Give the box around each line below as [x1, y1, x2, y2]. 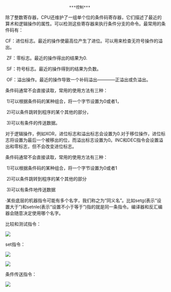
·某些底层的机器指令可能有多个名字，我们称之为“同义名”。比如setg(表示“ [5, 197, 157, 203]
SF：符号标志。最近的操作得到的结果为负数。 [6, 66, 102, 72]
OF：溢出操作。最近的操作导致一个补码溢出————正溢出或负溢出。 [6, 77, 151, 82]
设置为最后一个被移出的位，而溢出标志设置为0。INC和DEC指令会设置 [14, 137, 159, 143]
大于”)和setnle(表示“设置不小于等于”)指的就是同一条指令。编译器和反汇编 [9, 204, 163, 210]
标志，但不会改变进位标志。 [18, 143, 77, 149]
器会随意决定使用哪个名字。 [5, 210, 64, 216]
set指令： [5, 241, 25, 247]
